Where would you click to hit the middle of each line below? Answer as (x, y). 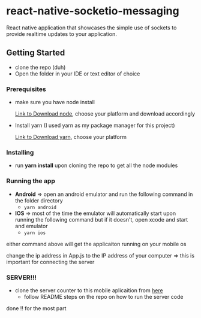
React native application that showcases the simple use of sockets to (91, 28)
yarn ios (35, 233)
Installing (20, 152)
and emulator (31, 226)
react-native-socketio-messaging (93, 11)
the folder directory (39, 200)
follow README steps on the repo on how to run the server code (103, 296)
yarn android (40, 207)
